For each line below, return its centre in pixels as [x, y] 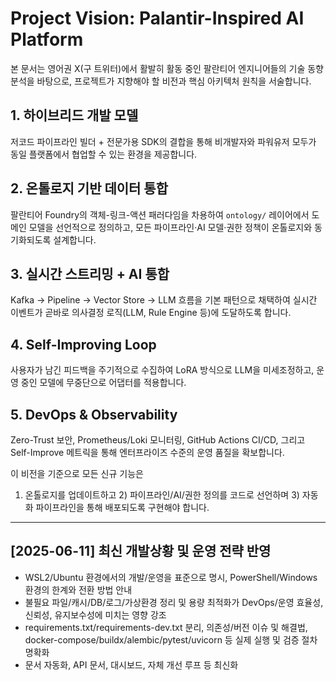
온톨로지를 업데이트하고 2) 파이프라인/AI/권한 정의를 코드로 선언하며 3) [162, 495]
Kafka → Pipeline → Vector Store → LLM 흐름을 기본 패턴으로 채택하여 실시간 [164, 300]
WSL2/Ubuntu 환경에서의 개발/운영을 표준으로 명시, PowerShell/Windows [171, 577]
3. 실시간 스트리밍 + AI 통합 [90, 273]
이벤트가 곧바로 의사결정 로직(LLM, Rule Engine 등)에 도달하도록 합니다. [151, 313]
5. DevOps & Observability [94, 414]
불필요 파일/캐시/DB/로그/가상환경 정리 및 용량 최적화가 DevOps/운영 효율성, [174, 602]
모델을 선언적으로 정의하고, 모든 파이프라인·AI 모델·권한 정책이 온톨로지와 [170, 227]
